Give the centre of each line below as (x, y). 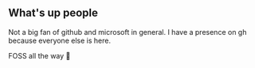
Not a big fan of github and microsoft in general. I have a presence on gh (127, 32)
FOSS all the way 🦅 (39, 55)
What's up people (53, 13)
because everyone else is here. (60, 40)
